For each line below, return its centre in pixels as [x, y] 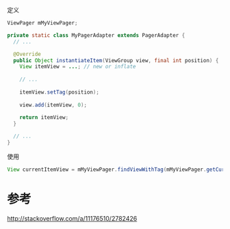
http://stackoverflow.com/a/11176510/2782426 [72, 218]
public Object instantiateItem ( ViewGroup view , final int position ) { [116, 60]
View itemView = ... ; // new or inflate [78, 67]
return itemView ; [44, 118]
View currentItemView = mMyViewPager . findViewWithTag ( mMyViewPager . [107, 170]
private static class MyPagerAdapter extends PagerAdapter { [96, 35]
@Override [27, 54]
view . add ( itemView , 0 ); [53, 105]
